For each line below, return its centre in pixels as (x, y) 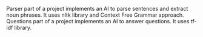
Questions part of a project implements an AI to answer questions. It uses (98, 21)
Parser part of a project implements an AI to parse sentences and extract (97, 9)
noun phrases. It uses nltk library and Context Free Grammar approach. (95, 15)
